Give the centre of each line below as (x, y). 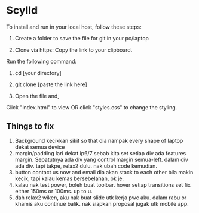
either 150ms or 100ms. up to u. (53, 191)
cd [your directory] (38, 73)
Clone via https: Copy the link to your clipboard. (74, 50)
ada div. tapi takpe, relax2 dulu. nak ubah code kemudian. (86, 166)
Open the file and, (37, 96)
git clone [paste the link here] (51, 84)
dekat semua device (40, 147)
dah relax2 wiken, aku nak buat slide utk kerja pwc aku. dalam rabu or (101, 198)
